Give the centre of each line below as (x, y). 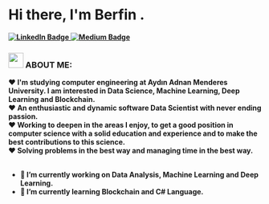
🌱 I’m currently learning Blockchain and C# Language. (112, 192)
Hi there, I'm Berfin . (77, 15)
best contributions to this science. (67, 142)
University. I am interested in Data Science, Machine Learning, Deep (124, 91)
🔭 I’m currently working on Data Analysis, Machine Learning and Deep (139, 175)
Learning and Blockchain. (52, 100)
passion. (23, 116)
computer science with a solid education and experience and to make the (133, 133)
